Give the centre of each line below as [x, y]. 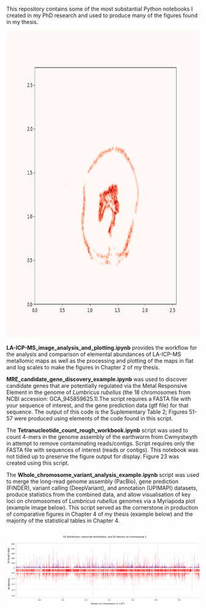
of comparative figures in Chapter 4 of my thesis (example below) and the [100, 514]
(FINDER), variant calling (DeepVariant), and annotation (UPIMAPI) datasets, [102, 488]
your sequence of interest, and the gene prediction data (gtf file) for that [97, 405]
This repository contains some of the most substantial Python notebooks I [100, 9]
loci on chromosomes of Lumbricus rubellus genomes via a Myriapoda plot [101, 501]
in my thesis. [22, 22]
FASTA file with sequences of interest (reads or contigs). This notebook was [102, 450]
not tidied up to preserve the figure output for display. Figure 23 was [93, 456]
